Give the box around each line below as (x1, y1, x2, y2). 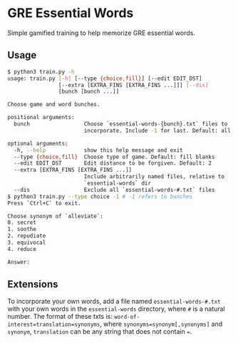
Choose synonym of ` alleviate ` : (7, 213, 103, 220)
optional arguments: (7, 140, 69, 147)
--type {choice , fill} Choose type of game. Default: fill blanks (14, 153, 215, 160)
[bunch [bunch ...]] (58, 88, 120, 96)
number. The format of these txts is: (7, 312, 113, 321)
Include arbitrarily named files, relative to (83, 173, 224, 180)
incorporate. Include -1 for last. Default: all (83, 127, 232, 134)
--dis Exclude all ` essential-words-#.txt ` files (14, 186, 215, 193)
